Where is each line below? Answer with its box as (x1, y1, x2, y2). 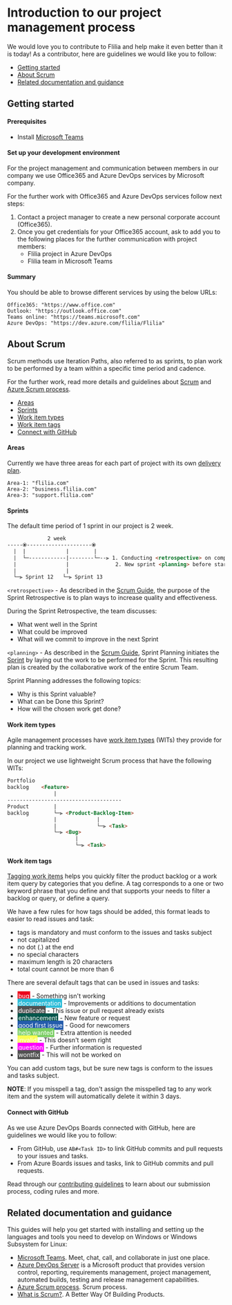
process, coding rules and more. (7, 1187, 100, 1195)
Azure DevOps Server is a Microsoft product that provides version (17, 1261, 205, 1269)
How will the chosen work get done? (17, 704, 122, 713)
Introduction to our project (7, 5, 162, 21)
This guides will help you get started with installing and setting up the (7, 1225, 204, 1234)
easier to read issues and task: (7, 915, 95, 923)
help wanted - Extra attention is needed (18, 1029, 132, 1037)
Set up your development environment (7, 149, 120, 157)
